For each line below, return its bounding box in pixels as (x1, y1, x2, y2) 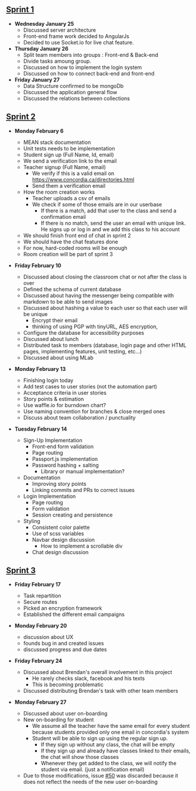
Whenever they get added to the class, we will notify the (40, 760, 177, 767)
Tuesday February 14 (14, 425, 67, 432)
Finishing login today (23, 377, 74, 384)
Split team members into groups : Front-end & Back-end (23, 51, 159, 58)
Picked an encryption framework (23, 605, 102, 612)
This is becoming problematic (32, 681, 104, 688)
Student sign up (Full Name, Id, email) (23, 151, 114, 158)
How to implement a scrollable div (40, 542, 123, 549)
